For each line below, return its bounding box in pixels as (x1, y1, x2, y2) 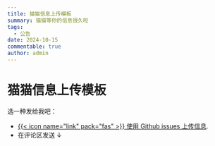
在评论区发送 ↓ (17, 130, 62, 139)
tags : (7, 23, 23, 30)
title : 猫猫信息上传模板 (7, 10, 72, 18)
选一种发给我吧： (7, 107, 57, 115)
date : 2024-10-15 (7, 37, 59, 44)
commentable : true (7, 43, 61, 50)
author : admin (7, 50, 49, 57)
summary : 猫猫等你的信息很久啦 (7, 17, 89, 24)
